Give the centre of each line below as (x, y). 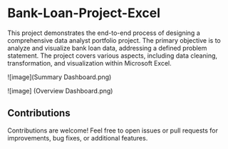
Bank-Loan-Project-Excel (84, 13)
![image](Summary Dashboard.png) (59, 77)
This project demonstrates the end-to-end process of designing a (104, 33)
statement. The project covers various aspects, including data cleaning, (113, 56)
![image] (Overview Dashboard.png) (60, 91)
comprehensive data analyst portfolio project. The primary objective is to (114, 40)
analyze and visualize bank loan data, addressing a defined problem (107, 48)
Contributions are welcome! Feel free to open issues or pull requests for (113, 130)
